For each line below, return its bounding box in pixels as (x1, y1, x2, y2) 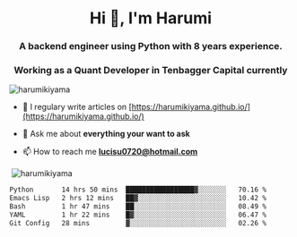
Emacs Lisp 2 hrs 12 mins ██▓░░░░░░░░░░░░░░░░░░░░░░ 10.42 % (9, 193, 267, 202)
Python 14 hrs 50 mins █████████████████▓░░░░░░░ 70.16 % (9, 185, 267, 195)
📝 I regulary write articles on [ (22, 102, 132, 113)
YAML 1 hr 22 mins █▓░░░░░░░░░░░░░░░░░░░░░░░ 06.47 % (9, 210, 267, 219)
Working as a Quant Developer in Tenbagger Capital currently (13, 64, 288, 77)
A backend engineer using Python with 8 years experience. (19, 40, 283, 53)
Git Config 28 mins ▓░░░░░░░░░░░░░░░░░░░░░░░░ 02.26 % (9, 218, 267, 227)
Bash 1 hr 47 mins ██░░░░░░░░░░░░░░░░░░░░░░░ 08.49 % (9, 201, 267, 211)
